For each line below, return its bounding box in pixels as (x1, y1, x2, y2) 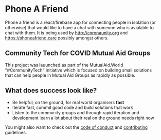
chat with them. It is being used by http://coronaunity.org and (5, 30, 128, 35)
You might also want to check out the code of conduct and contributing (5, 124, 148, 130)
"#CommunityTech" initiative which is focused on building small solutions (5, 67, 152, 73)
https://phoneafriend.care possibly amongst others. (5, 35, 108, 41)
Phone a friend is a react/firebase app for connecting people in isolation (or (5, 19, 156, 25)
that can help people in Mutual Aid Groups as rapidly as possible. (5, 72, 135, 78)
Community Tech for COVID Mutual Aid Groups (5, 49, 151, 57)
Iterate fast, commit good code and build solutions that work (12, 105, 133, 110)
